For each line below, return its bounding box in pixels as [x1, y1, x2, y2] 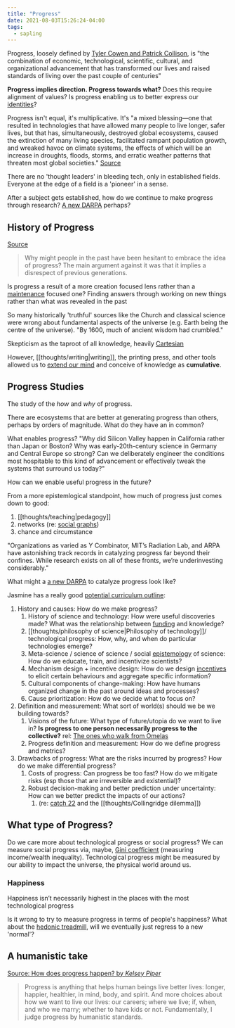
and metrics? [27, 747, 66, 755]
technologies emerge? [27, 642, 93, 650]
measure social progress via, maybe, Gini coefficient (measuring [7, 845, 194, 854]
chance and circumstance [17, 527, 93, 535]
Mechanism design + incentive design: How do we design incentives [27, 664, 227, 673]
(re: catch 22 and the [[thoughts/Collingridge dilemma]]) [38, 799, 201, 807]
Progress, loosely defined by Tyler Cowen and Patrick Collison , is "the [7, 49, 210, 58]
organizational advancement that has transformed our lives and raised [7, 64, 210, 72]
